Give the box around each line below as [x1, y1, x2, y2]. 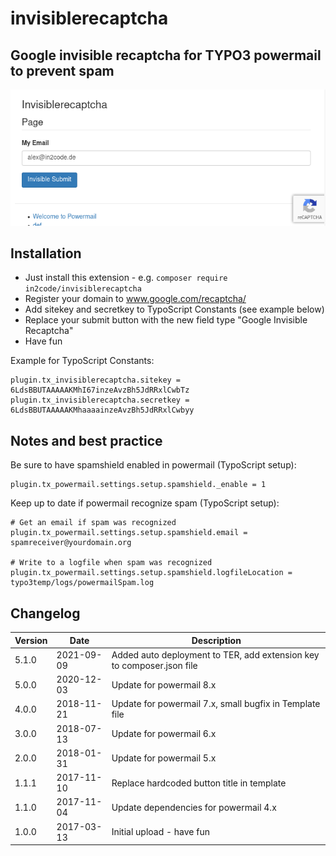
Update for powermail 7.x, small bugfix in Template [111, 698, 321, 710]
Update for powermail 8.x [111, 678, 217, 691]
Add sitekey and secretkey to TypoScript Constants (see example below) [24, 303, 325, 316]
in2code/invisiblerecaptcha [24, 284, 142, 294]
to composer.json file [111, 659, 198, 671]
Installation [10, 245, 82, 262]
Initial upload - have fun [111, 826, 211, 838]
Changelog [10, 605, 81, 622]
